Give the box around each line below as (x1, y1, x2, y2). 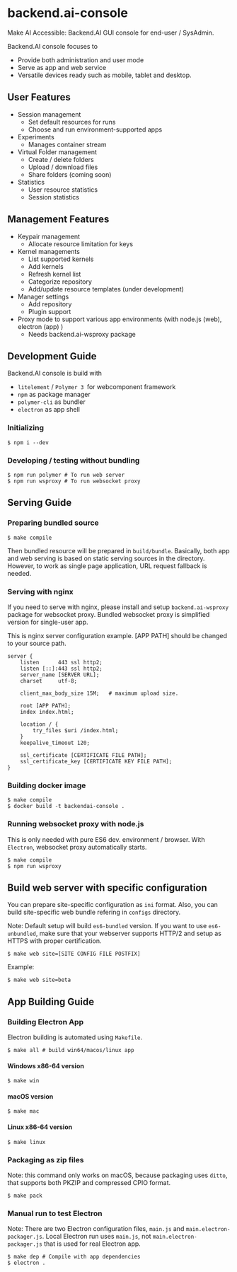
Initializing (7, 423, 45, 433)
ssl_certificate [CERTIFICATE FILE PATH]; (20, 751, 147, 758)
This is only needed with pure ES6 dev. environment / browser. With (7, 835, 205, 843)
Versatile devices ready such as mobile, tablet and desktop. (17, 71, 192, 79)
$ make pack (7, 1192, 42, 1199)
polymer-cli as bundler (17, 398, 86, 406)
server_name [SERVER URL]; (20, 671, 100, 678)
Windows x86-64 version (7, 1061, 85, 1070)
